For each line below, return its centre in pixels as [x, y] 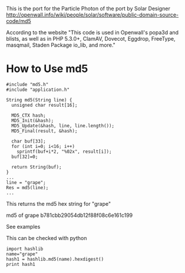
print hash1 [21, 264]
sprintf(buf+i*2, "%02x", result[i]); [64, 152]
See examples [23, 226]
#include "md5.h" [27, 84]
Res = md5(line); [27, 188]
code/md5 [19, 21]
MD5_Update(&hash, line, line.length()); [63, 126]
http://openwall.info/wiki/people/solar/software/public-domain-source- [92, 15]
